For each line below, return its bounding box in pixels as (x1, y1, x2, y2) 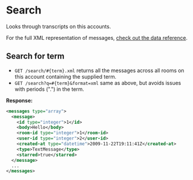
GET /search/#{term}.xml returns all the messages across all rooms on (14, 67, 184, 74)
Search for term (6, 51, 65, 62)
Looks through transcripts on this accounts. (6, 23, 111, 30)
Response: (6, 97, 33, 104)
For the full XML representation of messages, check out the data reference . (6, 34, 188, 41)
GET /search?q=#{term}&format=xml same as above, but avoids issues (14, 79, 181, 86)
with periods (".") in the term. (14, 86, 85, 93)
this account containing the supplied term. (14, 73, 117, 80)
